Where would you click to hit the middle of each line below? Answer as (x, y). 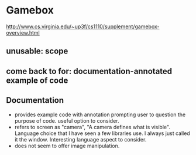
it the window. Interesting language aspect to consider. (80, 139)
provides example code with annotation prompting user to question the (100, 114)
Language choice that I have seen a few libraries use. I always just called (102, 133)
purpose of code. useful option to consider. (67, 120)
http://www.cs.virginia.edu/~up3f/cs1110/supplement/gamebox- (83, 26)
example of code (37, 80)
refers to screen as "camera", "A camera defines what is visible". (92, 127)
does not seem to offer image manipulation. (67, 146)
